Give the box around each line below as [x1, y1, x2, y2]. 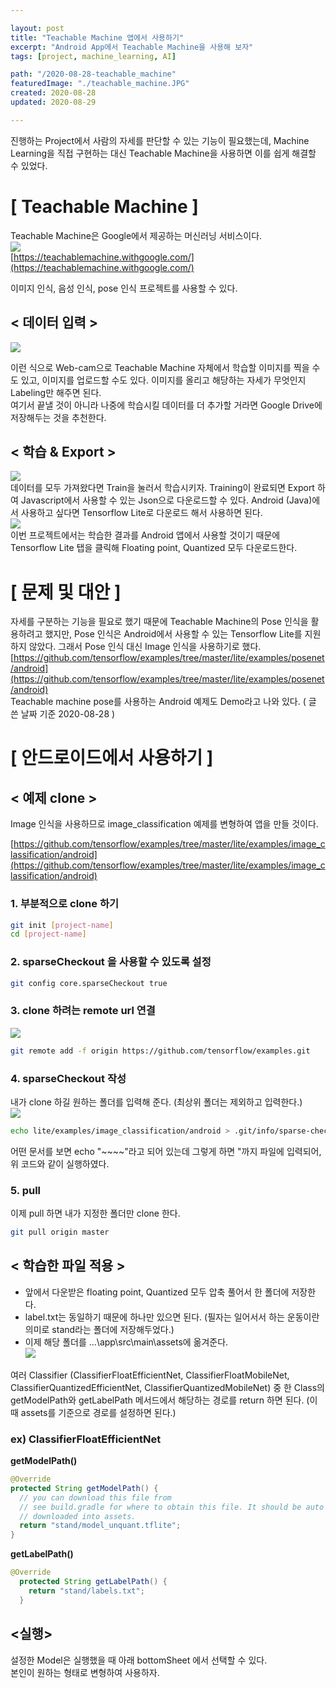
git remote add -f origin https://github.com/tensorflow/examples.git [10, 1046, 311, 1056]
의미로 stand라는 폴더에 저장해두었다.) [24, 1323, 175, 1335]
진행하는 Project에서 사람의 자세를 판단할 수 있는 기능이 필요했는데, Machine [10, 134, 310, 146]
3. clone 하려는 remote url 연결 [10, 1004, 156, 1018]
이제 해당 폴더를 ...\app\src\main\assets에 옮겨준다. [24, 1336, 229, 1348]
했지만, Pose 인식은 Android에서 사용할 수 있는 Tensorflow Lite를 [44, 628, 303, 640]
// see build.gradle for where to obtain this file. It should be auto [19, 1502, 325, 1512]
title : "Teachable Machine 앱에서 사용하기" [10, 32, 185, 43]
